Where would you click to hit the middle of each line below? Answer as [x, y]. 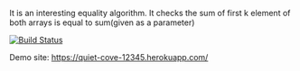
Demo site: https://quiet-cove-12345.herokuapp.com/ [109, 57]
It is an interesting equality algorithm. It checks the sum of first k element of [150, 13]
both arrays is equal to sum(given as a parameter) [102, 22]
